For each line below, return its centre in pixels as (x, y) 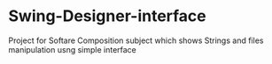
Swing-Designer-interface (108, 16)
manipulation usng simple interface (72, 49)
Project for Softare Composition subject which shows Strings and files (136, 40)
